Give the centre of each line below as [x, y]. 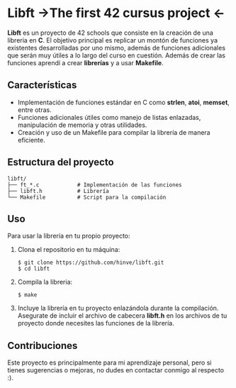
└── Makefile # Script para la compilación [87, 197]
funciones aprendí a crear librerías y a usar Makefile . [86, 62]
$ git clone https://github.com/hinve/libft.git [91, 263]
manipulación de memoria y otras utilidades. [82, 125]
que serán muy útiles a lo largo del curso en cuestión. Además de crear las [116, 55]
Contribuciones [43, 345]
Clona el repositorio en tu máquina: [69, 250]
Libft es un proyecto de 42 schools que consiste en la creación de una [111, 33]
